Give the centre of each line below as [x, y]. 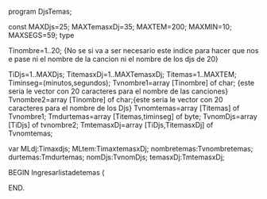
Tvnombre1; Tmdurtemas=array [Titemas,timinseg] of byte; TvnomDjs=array [133, 117]
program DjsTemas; [40, 11]
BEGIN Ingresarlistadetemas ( [56, 172]
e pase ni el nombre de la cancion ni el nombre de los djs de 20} [113, 59]
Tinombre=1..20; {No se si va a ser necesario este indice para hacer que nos [133, 50]
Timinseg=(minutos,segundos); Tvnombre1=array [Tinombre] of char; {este [132, 83]
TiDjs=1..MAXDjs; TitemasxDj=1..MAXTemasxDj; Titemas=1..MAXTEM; [122, 74]
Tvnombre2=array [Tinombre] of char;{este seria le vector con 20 [116, 99]
